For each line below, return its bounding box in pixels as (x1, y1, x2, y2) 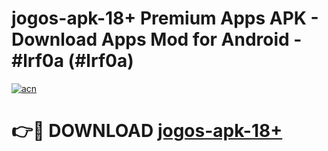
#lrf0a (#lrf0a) (11, 50, 134, 72)
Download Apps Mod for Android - (11, 28, 303, 51)
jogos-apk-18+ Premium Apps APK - (11, 7, 319, 30)
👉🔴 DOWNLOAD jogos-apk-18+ (11, 120, 283, 142)
